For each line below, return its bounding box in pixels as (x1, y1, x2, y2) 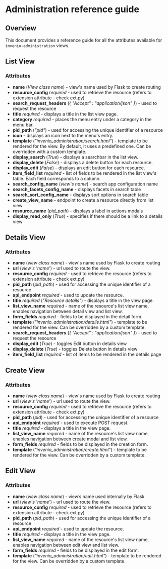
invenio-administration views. (5, 43, 70, 49)
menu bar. (12, 122, 34, 128)
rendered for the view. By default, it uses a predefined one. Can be (12, 143, 151, 149)
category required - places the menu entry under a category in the (12, 116, 152, 122)
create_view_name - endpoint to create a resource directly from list (12, 197, 154, 203)
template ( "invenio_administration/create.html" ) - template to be (12, 447, 147, 453)
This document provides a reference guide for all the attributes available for (5, 37, 162, 43)
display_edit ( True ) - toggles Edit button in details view (12, 340, 127, 347)
